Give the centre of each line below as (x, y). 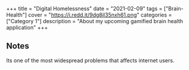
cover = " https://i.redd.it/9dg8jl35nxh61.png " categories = (100, 15)
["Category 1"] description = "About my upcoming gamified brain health (95, 21)
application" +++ (27, 27)
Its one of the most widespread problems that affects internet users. (91, 60)
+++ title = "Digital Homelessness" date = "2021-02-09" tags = (85, 9)
